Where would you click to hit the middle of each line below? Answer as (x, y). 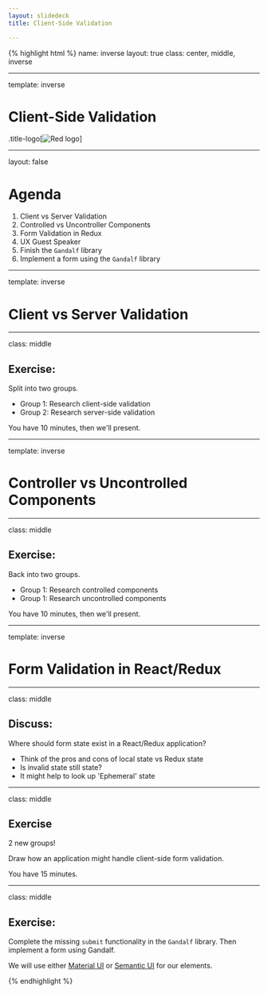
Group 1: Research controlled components (89, 590)
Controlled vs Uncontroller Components (85, 225)
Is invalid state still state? (61, 767)
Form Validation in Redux (61, 234)
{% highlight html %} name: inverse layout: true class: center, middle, (122, 53)
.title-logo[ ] (45, 139)
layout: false (28, 162)
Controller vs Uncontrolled (98, 483)
